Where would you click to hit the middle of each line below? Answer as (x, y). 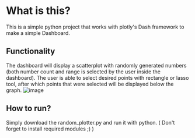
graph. (14, 90)
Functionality (31, 52)
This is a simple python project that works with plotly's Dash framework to (95, 27)
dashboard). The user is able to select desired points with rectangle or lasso (97, 77)
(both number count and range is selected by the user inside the (83, 72)
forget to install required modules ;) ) (50, 129)
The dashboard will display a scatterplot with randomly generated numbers (96, 65)
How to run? (29, 109)
